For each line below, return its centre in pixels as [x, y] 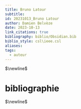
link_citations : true [27, 32]
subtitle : [15, 14]
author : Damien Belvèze [29, 23]
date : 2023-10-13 [22, 28]
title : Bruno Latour [26, 9]
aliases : [14, 46]
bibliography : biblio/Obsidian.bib [41, 37]
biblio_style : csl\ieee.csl [33, 41]
